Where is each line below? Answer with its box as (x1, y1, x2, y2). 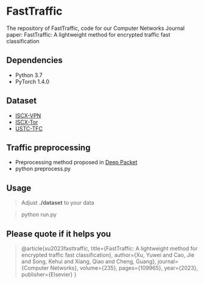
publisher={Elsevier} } (21, 271, 77, 278)
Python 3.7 (15, 71, 43, 79)
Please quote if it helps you (6, 228, 111, 239)
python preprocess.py (15, 165, 71, 172)
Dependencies (6, 55, 63, 65)
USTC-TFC (15, 125, 43, 132)
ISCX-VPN (15, 112, 41, 119)
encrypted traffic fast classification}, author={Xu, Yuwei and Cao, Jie (21, 252, 195, 258)
